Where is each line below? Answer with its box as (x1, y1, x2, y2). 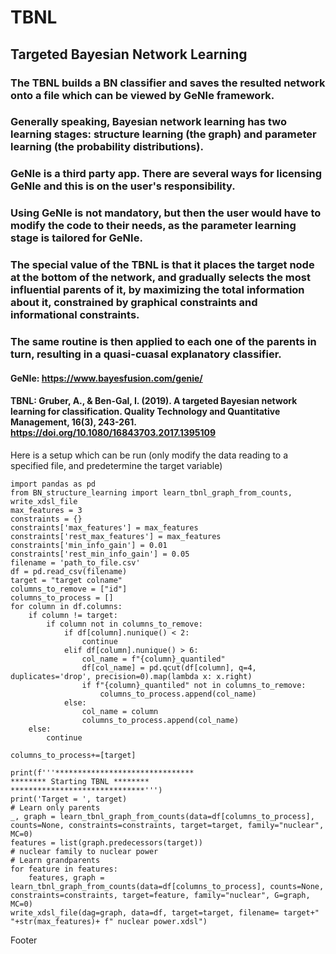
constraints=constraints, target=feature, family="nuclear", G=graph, (10, 890, 311, 900)
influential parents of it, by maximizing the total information (10, 283, 305, 297)
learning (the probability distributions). (10, 140, 204, 154)
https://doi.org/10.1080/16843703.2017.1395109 (10, 427, 217, 439)
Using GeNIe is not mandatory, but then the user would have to (10, 206, 322, 220)
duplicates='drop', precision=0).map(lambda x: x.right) (10, 671, 253, 681)
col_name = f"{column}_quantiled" (81, 654, 226, 664)
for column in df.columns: (10, 601, 123, 611)
